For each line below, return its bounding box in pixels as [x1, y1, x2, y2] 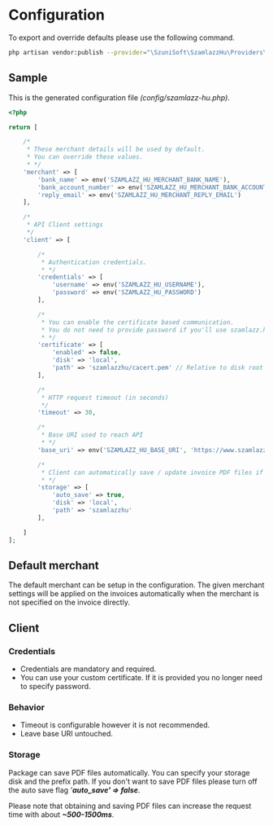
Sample [8, 71, 48, 85]
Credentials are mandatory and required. [19, 664, 157, 674]
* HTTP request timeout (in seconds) [41, 393, 169, 402]
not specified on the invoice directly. [8, 597, 130, 608]
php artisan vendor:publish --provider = [8, 48, 148, 56]
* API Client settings [26, 221, 104, 229]
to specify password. [19, 682, 91, 691]
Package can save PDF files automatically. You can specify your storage [8, 767, 250, 777]
